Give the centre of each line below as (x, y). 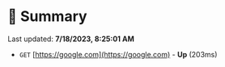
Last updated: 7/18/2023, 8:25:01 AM (71, 39)
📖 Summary (47, 17)
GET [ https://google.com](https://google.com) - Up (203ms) (118, 54)
